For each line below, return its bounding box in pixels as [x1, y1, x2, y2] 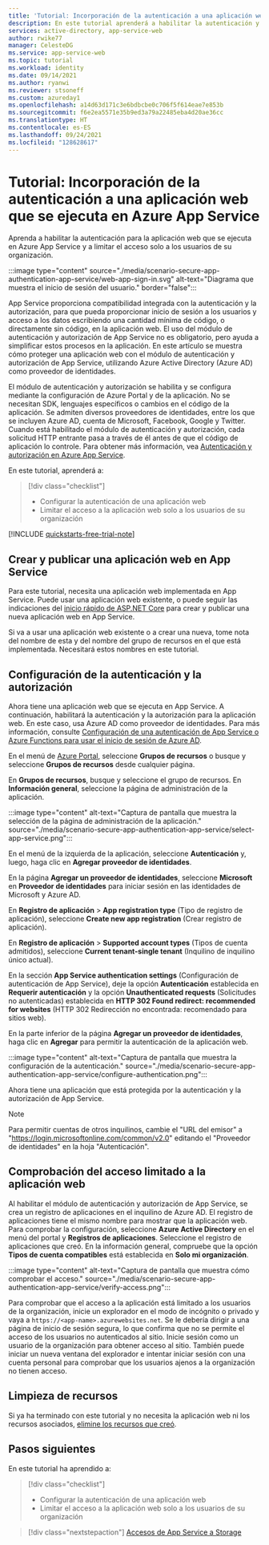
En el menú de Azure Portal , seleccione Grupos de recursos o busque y [8, 751, 247, 761]
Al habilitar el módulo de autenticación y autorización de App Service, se [8, 1199, 248, 1208]
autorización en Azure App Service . [8, 450, 126, 460]
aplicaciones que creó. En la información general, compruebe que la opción [8, 1241, 258, 1251]
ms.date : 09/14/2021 [8, 71, 78, 79]
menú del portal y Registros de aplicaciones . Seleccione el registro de [8, 1232, 242, 1242]
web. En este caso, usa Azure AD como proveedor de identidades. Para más [8, 719, 260, 728]
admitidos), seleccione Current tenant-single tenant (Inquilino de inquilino [8, 946, 255, 956]
